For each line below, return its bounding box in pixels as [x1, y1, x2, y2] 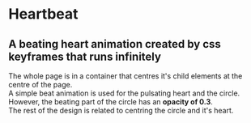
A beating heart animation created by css [8, 37, 221, 51]
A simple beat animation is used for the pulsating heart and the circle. [8, 88, 240, 98]
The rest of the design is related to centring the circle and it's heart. [8, 106, 234, 115]
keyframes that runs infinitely [8, 49, 162, 63]
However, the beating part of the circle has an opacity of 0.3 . [8, 97, 213, 106]
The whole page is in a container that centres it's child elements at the [8, 71, 243, 81]
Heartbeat [8, 5, 79, 23]
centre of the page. [8, 80, 73, 89]
